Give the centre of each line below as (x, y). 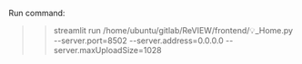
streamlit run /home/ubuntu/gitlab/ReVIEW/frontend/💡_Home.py (173, 30)
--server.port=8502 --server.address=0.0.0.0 (138, 41)
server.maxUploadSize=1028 (107, 50)
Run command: (37, 13)
